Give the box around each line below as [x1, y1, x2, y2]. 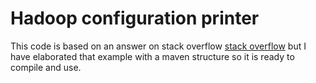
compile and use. [10, 61, 82, 73]
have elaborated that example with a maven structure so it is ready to [10, 50, 295, 62]
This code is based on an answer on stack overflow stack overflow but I [10, 40, 307, 52]
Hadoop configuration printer [10, 7, 260, 30]
